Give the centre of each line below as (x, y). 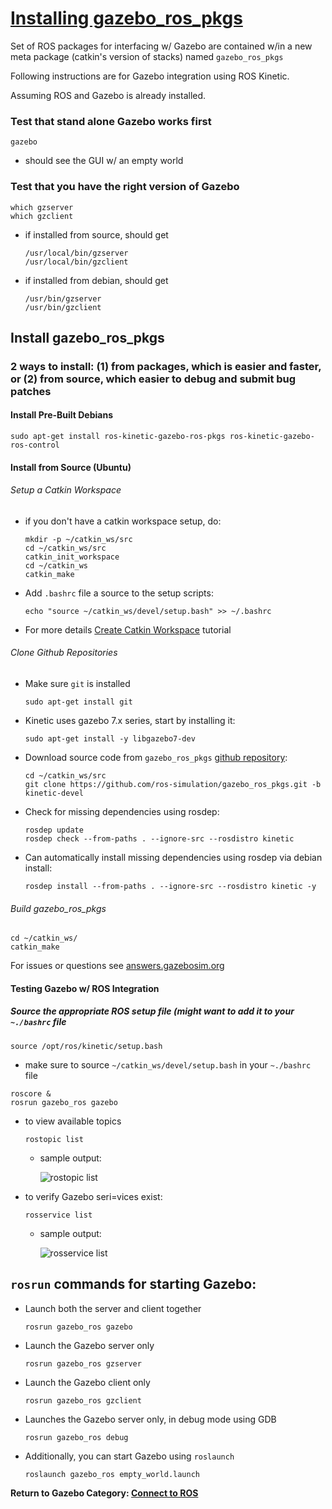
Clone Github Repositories (64, 653)
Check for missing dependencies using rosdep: (122, 812)
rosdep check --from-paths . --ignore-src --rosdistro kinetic (159, 839)
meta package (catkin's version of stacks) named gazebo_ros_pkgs (147, 56)
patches (31, 391)
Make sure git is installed (77, 684)
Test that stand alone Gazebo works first (111, 121)
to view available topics (73, 1121)
